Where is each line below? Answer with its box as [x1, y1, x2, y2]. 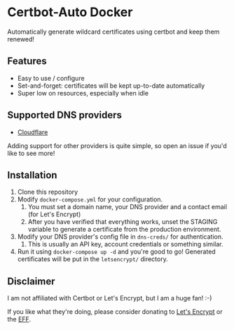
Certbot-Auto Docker [7, 4, 133, 20]
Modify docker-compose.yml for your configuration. [17, 195, 163, 204]
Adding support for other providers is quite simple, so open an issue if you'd [7, 141, 228, 150]
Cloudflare [17, 128, 48, 136]
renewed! [7, 34, 35, 43]
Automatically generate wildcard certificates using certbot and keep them [7, 27, 220, 36]
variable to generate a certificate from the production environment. [27, 225, 221, 234]
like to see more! [7, 149, 55, 157]
